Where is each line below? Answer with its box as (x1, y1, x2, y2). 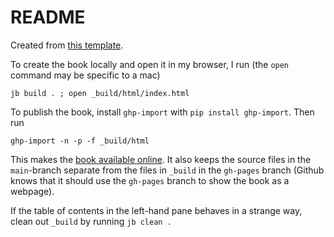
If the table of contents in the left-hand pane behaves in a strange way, (10, 204, 303, 216)
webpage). (10, 185, 55, 197)
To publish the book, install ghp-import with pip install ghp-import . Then (10, 106, 315, 118)
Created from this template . (10, 39, 124, 51)
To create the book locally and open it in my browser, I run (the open (10, 58, 290, 70)
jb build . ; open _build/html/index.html (10, 88, 190, 98)
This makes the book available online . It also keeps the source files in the (10, 153, 312, 165)
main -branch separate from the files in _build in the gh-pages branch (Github (10, 164, 325, 176)
